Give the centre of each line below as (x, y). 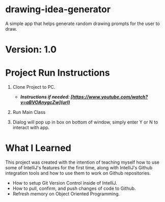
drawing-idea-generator (58, 9)
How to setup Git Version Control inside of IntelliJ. (65, 183)
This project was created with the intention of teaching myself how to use (82, 162)
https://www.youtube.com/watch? (110, 97)
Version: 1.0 (31, 50)
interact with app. (31, 128)
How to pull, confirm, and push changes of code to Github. (74, 188)
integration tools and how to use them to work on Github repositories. (78, 173)
